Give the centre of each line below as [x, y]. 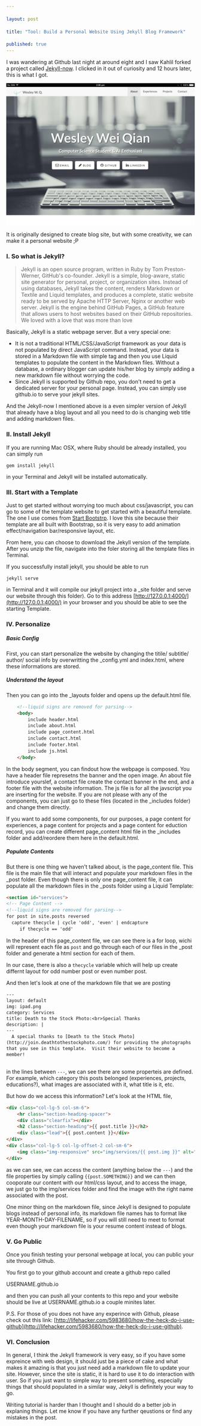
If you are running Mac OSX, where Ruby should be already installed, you [96, 447]
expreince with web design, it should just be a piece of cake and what [92, 1361]
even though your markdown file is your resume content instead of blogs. [97, 1226]
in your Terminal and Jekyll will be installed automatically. [77, 477]
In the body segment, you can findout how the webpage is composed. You [98, 769]
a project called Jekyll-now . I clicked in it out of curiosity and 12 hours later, [99, 68]
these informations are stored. [43, 666]
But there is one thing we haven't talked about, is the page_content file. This [100, 867]
